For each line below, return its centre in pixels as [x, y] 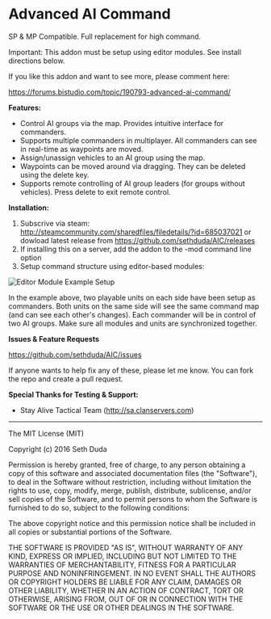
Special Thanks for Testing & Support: [73, 394]
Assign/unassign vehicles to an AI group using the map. [113, 158]
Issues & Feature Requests [54, 339]
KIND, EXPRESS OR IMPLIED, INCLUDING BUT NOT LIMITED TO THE [123, 556]
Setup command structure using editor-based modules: [112, 266]
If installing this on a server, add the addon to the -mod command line [135, 249]
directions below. [37, 61]
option [31, 257]
